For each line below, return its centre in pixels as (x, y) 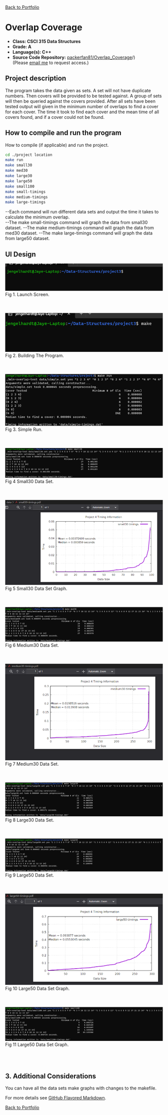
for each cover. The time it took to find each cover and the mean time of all (82, 112)
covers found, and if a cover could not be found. (55, 117)
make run (14, 160)
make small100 (20, 186)
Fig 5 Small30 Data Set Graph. (36, 588)
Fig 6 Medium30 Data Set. (32, 645)
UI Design (20, 254)
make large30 (19, 176)
